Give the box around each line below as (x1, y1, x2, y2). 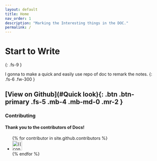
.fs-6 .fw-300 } (5, 76, 35, 82)
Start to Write (5, 46, 60, 57)
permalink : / (5, 25, 31, 30)
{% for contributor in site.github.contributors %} (12, 135, 108, 141)
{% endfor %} (12, 151, 40, 157)
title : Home (5, 12, 29, 16)
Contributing (5, 112, 36, 119)
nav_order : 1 (5, 16, 31, 21)
